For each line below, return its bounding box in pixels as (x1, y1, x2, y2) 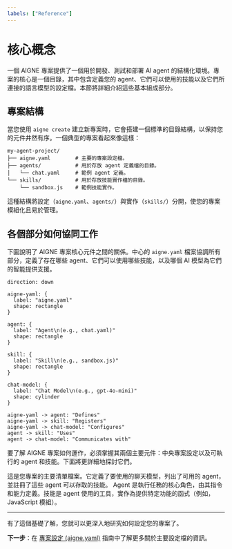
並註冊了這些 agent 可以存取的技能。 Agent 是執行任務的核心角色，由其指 (7, 481, 217, 489)
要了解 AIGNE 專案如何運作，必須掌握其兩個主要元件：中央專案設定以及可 (7, 449, 217, 457)
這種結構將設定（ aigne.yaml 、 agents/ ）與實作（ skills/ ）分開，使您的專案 (7, 198, 221, 206)
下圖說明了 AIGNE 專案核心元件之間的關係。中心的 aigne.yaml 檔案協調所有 (7, 248, 221, 256)
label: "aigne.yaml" (13, 297, 72, 304)
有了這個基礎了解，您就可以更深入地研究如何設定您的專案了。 (7, 519, 183, 528)
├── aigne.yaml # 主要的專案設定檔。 (7, 155, 128, 162)
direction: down (7, 279, 54, 286)
